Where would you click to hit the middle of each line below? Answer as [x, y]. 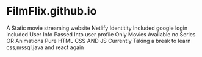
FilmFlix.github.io [52, 11]
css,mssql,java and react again [45, 47]
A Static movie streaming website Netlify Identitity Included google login [97, 28]
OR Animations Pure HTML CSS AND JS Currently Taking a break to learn [99, 41]
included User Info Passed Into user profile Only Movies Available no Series [101, 34]
